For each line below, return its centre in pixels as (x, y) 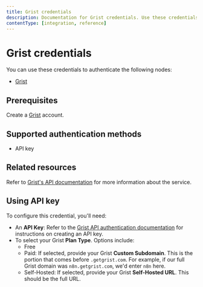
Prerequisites (32, 100)
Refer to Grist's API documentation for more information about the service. (99, 182)
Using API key (33, 201)
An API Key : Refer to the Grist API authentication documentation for (99, 227)
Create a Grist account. (35, 115)
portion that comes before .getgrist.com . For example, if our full (104, 259)
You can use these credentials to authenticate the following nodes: (89, 69)
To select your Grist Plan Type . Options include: (75, 240)
